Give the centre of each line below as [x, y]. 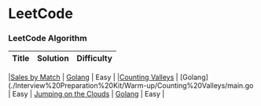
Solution [53, 58]
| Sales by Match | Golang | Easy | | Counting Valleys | [93, 77]
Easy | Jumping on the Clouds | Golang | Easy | [88, 94]
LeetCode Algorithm [48, 38]
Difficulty [94, 58]
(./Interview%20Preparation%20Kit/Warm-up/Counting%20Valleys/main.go [131, 86]
